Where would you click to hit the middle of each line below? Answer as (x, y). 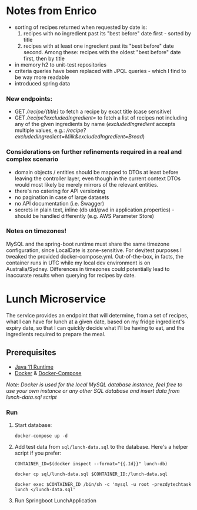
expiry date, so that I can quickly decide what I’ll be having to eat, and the (95, 327)
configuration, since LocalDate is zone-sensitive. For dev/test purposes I (94, 250)
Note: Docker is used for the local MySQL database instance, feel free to (94, 385)
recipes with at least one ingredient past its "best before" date (99, 46)
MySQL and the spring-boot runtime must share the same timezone (88, 244)
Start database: (33, 425)
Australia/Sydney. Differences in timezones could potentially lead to (88, 269)
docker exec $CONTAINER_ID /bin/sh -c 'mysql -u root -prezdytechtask (103, 484)
